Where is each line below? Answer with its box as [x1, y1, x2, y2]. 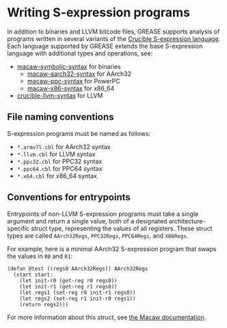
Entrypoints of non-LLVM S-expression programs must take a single [7, 210, 199, 218]
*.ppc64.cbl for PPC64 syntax [16, 164, 103, 172]
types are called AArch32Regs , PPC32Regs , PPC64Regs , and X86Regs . [7, 231, 189, 240]
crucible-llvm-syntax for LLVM [16, 91, 103, 100]
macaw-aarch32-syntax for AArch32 [27, 70, 132, 78]
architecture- [168, 217, 206, 225]
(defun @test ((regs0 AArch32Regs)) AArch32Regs [7, 265, 148, 272]
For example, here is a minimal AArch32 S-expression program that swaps [7, 245, 217, 253]
